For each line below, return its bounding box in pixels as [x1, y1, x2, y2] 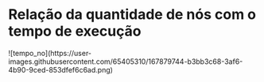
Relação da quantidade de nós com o [8, 6, 257, 24]
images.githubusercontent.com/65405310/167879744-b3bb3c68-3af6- [8, 57, 243, 66]
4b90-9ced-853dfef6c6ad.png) [8, 65, 114, 74]
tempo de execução [8, 22, 142, 40]
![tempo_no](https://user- [8, 48, 92, 58]
